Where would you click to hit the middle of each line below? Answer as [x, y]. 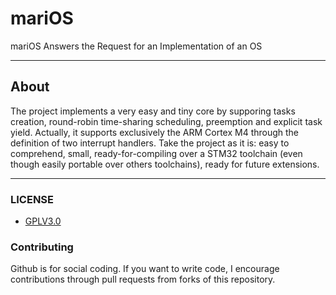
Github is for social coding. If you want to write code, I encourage [145, 269]
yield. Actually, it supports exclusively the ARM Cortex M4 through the [155, 132]
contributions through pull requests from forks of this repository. [143, 279]
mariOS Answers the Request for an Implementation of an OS [136, 46]
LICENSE [32, 199]
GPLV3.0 [43, 221]
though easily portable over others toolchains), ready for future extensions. [165, 164]
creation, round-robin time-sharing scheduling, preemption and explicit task [166, 121]
